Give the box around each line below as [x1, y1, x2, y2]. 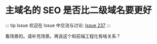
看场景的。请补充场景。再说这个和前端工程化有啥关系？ [5, 33, 121, 39]
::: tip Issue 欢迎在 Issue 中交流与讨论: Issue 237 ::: [5, 22, 111, 28]
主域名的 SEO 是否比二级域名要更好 [5, 5, 152, 16]
